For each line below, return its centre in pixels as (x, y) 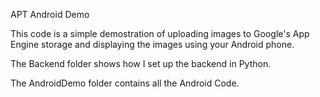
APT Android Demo (50, 14)
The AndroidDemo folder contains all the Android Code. (125, 83)
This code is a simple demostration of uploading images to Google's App (160, 33)
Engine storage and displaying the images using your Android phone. (152, 44)
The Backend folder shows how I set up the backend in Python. (141, 63)
